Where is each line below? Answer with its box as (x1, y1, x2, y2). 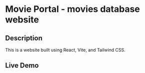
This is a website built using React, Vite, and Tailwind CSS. (5, 47, 126, 53)
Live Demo (5, 61, 39, 70)
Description (5, 34, 42, 42)
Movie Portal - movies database (5, 3, 140, 15)
